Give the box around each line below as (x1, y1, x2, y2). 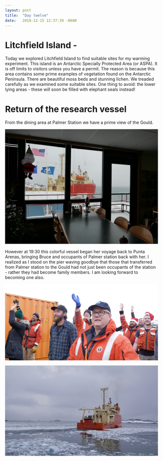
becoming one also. (5, 275, 45, 280)
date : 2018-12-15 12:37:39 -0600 (5, 18, 77, 23)
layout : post (5, 8, 32, 13)
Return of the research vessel (5, 103, 127, 115)
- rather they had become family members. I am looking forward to (5, 269, 138, 275)
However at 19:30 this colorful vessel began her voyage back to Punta (5, 249, 145, 255)
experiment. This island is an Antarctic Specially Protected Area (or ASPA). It (5, 61, 158, 66)
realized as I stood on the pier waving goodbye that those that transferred (5, 259, 152, 265)
